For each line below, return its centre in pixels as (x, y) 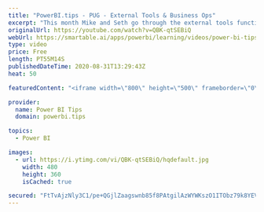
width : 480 (40, 167)
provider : (24, 102)
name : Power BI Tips (49, 110)
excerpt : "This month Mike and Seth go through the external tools (121, 23)
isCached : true (47, 181)
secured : (22, 196)
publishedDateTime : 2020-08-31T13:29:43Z (77, 67)
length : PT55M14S (37, 60)
